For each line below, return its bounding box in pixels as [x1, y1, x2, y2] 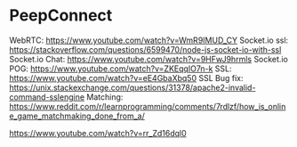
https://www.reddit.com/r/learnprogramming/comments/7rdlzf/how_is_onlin [9, 101, 286, 111]
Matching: [86, 91, 124, 102]
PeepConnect [9, 5, 113, 26]
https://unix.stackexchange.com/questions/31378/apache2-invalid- [9, 82, 256, 93]
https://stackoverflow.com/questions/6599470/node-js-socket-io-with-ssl [9, 44, 282, 54]
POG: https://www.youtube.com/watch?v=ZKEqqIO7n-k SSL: [9, 63, 233, 74]
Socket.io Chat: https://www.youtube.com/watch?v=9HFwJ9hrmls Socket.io [9, 53, 289, 64]
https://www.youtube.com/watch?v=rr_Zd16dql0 [9, 127, 187, 138]
